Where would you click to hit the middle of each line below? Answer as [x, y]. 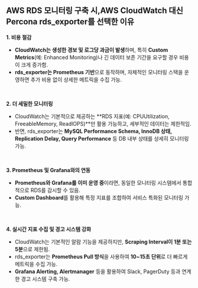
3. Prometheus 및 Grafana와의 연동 [48, 170]
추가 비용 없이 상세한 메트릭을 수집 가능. [76, 80]
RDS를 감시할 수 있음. [56, 190]
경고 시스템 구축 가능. [46, 278]
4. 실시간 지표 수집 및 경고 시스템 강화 [49, 229]
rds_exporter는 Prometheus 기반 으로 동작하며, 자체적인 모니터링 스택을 [99, 72]
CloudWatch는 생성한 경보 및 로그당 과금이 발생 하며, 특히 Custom [91, 50]
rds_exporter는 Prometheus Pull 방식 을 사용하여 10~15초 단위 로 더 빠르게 [101, 257]
